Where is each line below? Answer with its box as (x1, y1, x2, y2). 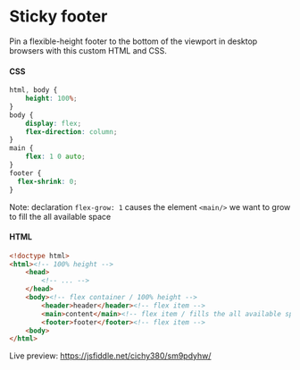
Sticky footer (9, 6, 108, 27)
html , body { (9, 86, 58, 95)
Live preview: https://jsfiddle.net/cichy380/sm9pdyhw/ (9, 350, 212, 361)
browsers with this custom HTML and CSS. (9, 45, 168, 55)
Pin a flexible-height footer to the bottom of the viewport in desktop (9, 36, 258, 46)
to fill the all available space (9, 211, 112, 222)
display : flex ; (25, 119, 82, 128)
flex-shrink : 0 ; (17, 177, 78, 186)
